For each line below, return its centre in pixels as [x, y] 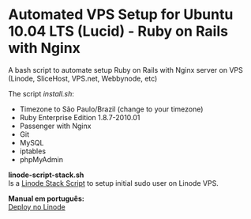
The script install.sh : [41, 93]
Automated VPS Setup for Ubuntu [121, 15]
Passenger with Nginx [55, 126]
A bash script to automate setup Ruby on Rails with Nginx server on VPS [126, 70]
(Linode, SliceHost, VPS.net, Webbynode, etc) [83, 78]
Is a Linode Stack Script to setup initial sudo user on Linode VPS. [113, 183]
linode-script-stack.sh [46, 175]
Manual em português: [46, 198]
